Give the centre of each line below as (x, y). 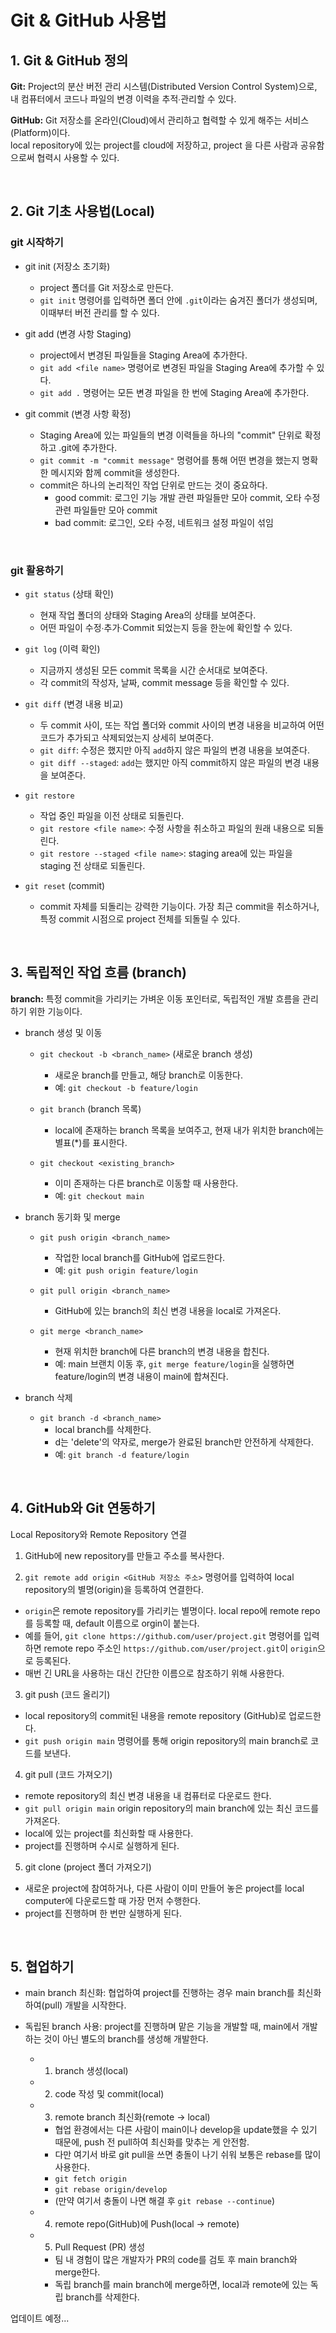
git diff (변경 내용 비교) (74, 703)
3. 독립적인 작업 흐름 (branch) (98, 972)
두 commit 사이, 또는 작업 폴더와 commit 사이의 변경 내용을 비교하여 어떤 (182, 725)
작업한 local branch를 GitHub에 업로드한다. (140, 1257)
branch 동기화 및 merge (72, 1217)
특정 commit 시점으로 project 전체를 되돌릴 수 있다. (140, 918)
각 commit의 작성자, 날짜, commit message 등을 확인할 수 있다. (164, 682)
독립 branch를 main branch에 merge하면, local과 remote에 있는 (181, 2285)
